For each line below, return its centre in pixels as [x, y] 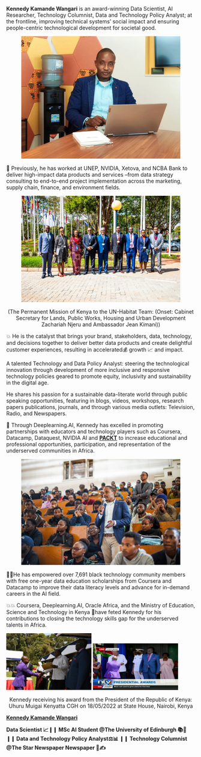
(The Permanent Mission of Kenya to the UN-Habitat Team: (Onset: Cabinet [101, 311]
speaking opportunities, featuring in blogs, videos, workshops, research [95, 400]
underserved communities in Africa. [50, 451]
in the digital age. [28, 382]
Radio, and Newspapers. [37, 413]
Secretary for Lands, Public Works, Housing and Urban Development [101, 318]
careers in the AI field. [34, 594]
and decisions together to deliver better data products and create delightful [99, 342]
